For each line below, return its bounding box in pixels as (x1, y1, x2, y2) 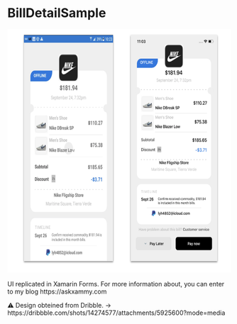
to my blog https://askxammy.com (7, 287, 107, 296)
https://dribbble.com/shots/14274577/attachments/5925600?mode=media (7, 308, 226, 317)
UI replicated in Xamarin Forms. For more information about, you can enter (7, 279, 225, 288)
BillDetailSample (7, 5, 106, 21)
